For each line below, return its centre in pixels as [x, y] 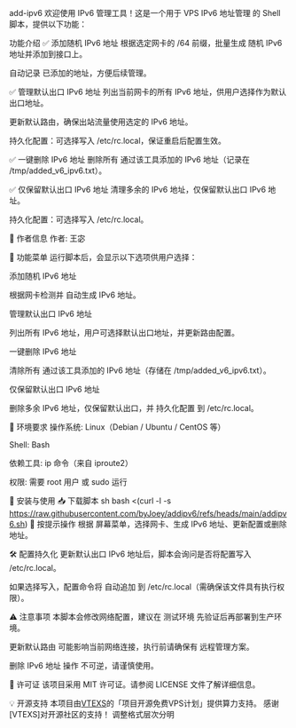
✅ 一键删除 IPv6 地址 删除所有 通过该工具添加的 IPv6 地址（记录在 [129, 159]
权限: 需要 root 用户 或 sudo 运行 [68, 482]
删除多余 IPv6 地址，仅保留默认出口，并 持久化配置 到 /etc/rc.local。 [134, 408]
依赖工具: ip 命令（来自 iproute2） [71, 463]
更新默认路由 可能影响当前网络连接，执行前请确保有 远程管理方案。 [132, 647]
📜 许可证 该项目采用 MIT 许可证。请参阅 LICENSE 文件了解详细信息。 [135, 684]
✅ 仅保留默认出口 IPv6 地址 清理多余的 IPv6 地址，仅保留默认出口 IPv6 [138, 190]
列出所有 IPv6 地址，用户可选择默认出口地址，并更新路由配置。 [125, 332]
